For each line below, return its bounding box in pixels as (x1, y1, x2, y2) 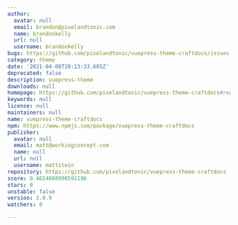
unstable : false (7, 188, 55, 195)
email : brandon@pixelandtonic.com (13, 23, 115, 30)
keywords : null (7, 96, 52, 103)
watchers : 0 (7, 201, 42, 209)
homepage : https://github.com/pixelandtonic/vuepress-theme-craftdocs (7, 89, 220, 96)
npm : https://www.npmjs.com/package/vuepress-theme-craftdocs (7, 122, 195, 129)
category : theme (7, 57, 55, 64)
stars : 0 (7, 181, 33, 188)
